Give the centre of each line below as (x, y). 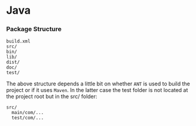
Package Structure (34, 29)
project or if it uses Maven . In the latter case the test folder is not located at (97, 90)
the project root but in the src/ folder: (52, 97)
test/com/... (28, 118)
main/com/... (28, 113)
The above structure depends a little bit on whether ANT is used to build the (98, 84)
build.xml (19, 42)
